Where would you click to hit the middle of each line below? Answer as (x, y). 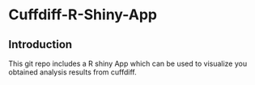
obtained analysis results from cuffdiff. (72, 72)
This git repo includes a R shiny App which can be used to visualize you (128, 63)
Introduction (40, 45)
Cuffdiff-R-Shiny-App (83, 15)
